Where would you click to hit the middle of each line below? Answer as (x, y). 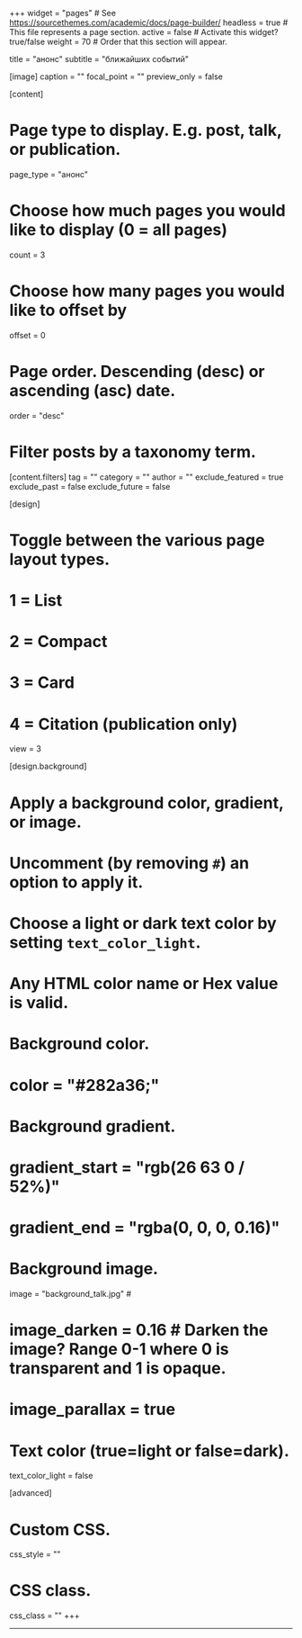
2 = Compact (58, 642)
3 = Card (42, 683)
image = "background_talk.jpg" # (71, 1294)
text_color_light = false (51, 1476)
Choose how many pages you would (147, 291)
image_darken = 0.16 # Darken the (139, 1330)
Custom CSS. (60, 1530)
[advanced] (31, 1493)
